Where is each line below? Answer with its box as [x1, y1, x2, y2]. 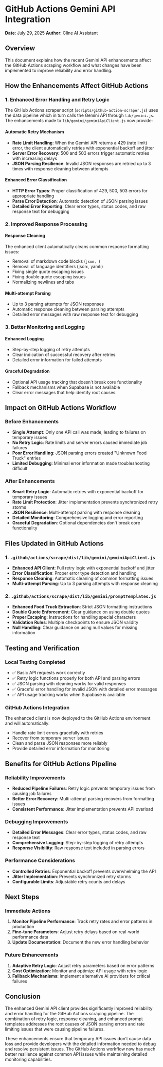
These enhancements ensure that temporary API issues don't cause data [5, 1035, 152, 1041]
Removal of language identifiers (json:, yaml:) [12, 263, 103, 269]
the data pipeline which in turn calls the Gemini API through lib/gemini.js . [5, 112, 155, 118]
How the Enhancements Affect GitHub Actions [5, 82, 148, 90]
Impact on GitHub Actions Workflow [5, 403, 117, 412]
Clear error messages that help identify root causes [12, 389, 116, 395]
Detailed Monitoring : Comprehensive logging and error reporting [12, 515, 143, 521]
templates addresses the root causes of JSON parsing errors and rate [5, 1021, 145, 1026]
